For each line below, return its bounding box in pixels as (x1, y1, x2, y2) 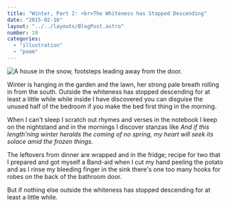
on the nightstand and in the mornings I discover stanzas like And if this (7, 123, 209, 131)
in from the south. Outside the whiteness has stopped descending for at (7, 87, 211, 96)
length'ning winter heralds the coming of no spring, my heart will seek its (7, 130, 214, 138)
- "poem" (13, 49, 38, 56)
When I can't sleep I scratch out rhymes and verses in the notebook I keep (7, 115, 218, 123)
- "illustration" (13, 42, 63, 49)
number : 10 (7, 29, 38, 36)
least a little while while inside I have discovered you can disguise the (7, 95, 203, 103)
